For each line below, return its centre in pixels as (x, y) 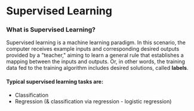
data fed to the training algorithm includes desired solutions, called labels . (98, 68)
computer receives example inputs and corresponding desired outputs (93, 49)
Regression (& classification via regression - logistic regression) (93, 101)
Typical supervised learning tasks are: (55, 82)
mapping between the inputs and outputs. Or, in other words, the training (96, 61)
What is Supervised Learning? (51, 30)
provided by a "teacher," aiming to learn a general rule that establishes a (95, 55)
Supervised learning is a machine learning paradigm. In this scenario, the (96, 42)
